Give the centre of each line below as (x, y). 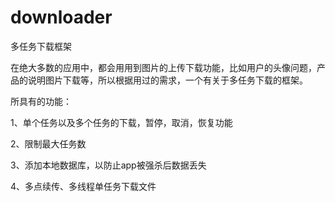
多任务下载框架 (41, 46)
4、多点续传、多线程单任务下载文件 (83, 186)
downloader (61, 17)
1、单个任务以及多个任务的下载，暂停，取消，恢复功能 (121, 122)
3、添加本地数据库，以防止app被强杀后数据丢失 (108, 165)
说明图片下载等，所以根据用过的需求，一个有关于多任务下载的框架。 (167, 80)
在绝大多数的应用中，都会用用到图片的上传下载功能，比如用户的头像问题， (163, 67)
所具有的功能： (41, 101)
